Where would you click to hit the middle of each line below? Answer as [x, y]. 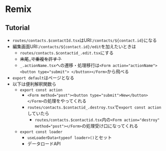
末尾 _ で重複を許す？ [41, 59]
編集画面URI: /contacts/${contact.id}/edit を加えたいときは [74, 46]
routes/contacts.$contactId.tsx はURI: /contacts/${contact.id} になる [84, 40]
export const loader [41, 132]
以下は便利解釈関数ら [34, 84]
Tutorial [17, 28]
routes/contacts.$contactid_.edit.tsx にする [67, 53]
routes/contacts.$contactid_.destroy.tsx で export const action [94, 107]
